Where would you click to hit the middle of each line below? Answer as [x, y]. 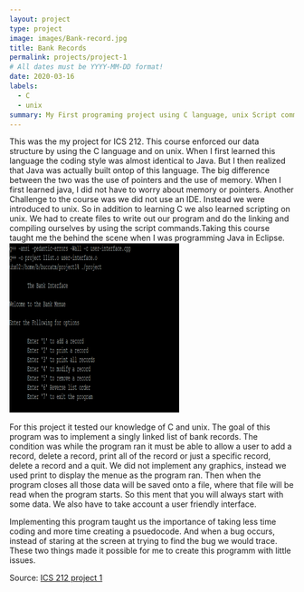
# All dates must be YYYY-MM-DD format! [87, 67]
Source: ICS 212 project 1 [56, 578]
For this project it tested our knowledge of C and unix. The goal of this [140, 427]
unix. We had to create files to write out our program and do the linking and [149, 218]
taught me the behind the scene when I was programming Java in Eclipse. [147, 238]
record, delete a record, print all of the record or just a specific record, [140, 456]
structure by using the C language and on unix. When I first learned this [142, 151]
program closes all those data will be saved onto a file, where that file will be [152, 485]
